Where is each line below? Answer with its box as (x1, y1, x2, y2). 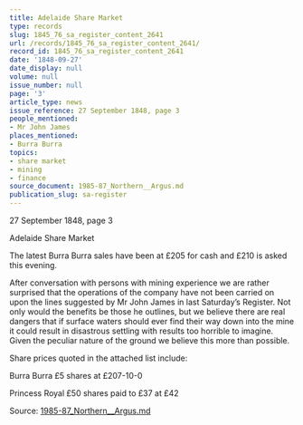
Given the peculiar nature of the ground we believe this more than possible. (9, 335, 290, 345)
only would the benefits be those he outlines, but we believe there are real (9, 306, 286, 317)
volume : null (9, 72, 59, 82)
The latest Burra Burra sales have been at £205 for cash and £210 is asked (9, 250, 288, 261)
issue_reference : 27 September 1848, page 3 (9, 106, 180, 115)
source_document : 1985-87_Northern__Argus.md (9, 182, 184, 191)
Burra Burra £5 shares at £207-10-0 (9, 371, 143, 381)
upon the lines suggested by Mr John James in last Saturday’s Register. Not (9, 296, 291, 307)
